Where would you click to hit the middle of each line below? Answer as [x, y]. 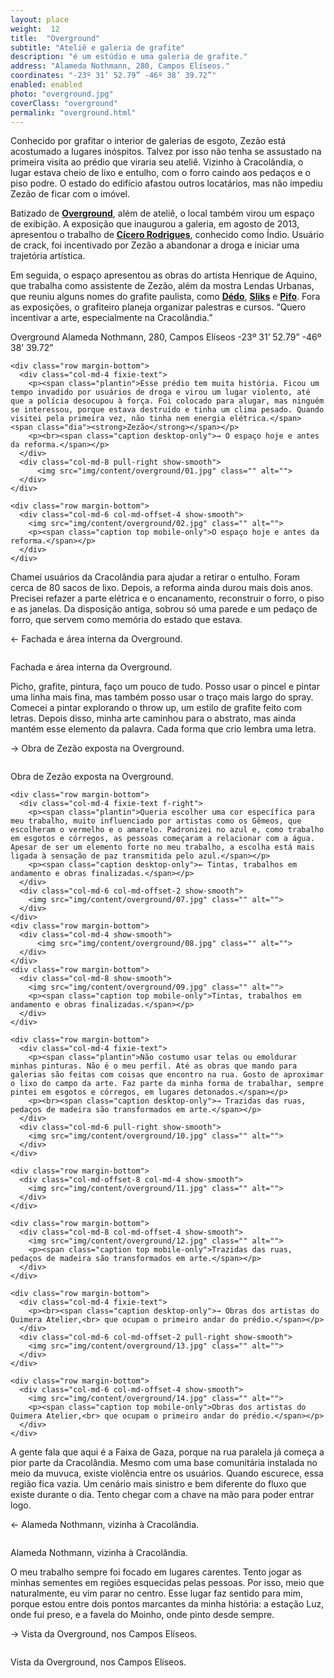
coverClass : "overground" [64, 103]
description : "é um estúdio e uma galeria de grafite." [129, 57]
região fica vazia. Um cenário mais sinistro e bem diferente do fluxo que [158, 1484]
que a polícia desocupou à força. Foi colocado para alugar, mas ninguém [167, 401]
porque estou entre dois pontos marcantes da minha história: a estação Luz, [167, 1604]
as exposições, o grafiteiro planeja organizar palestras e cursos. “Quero [158, 307]
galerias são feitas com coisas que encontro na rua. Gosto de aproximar [167, 1075]
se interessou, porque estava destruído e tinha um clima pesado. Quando [167, 410]
